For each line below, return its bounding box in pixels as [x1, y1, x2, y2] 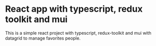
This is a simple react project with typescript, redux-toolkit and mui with [5, 30, 152, 36]
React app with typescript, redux [5, 3, 143, 15]
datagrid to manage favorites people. [5, 35, 81, 41]
